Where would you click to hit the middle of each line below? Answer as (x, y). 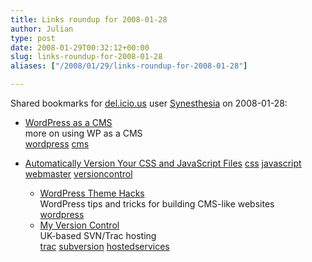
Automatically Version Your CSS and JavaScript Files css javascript (163, 163)
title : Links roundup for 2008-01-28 (89, 19)
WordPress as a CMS (68, 122)
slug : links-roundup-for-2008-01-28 (86, 57)
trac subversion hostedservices (104, 246)
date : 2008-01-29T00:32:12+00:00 (80, 47)
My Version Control (79, 225)
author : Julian (42, 29)
